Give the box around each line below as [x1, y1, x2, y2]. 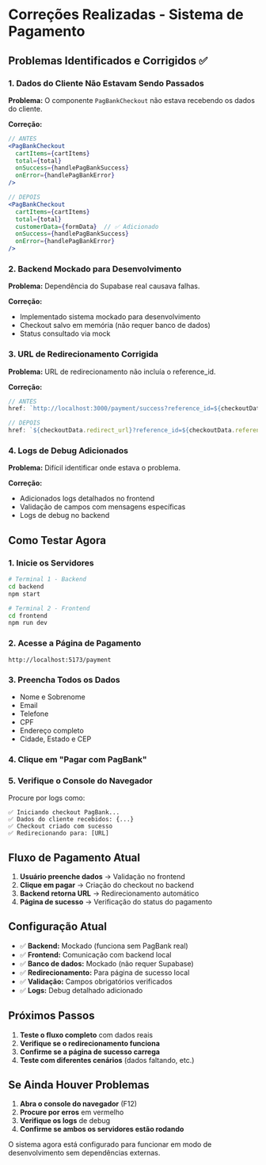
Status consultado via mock [19, 329, 111, 338]
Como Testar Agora [8, 533, 107, 547]
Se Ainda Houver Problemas [8, 1078, 150, 1091]
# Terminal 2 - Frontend [8, 604, 90, 612]
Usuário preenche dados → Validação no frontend [19, 871, 186, 881]
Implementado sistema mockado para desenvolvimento [19, 312, 201, 322]
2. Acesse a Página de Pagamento [8, 638, 142, 649]
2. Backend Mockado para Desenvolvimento [8, 263, 182, 274]
